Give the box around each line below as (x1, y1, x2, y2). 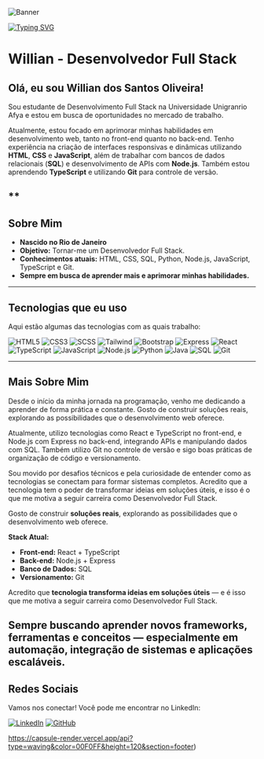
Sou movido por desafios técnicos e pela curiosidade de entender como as (8, 468, 251, 478)
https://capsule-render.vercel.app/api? (8, 734, 134, 743)
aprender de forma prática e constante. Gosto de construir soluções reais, (8, 404, 249, 414)
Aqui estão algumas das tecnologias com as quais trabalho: (8, 322, 201, 331)
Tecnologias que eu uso (8, 301, 127, 314)
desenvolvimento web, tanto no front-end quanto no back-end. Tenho (8, 134, 234, 143)
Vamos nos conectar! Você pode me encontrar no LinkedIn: (8, 703, 201, 713)
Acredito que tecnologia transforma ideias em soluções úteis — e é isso (8, 587, 246, 597)
